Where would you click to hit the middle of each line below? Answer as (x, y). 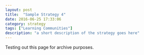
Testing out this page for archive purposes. (49, 47)
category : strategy (25, 24)
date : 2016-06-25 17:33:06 (33, 19)
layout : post (19, 10)
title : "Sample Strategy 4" (35, 14)
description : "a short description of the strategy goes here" (72, 33)
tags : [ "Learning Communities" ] (39, 28)
